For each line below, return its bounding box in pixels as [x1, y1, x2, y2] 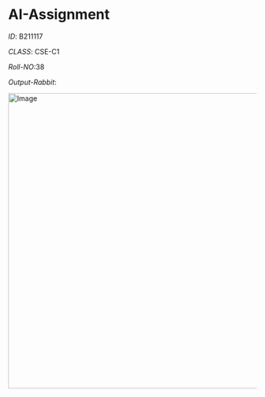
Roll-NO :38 [8, 61, 45, 72]
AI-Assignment [8, 6, 110, 24]
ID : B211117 [8, 32, 43, 41]
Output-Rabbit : [8, 77, 57, 87]
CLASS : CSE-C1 [8, 46, 60, 56]
